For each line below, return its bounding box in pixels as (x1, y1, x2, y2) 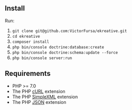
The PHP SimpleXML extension (12, 94, 78, 100)
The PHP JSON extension (12, 99, 67, 105)
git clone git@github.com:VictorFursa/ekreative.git (12, 28, 127, 34)
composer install (12, 39, 50, 44)
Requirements (5, 69, 51, 78)
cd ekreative (12, 34, 40, 39)
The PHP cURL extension (12, 88, 65, 94)
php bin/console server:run (12, 56, 72, 61)
